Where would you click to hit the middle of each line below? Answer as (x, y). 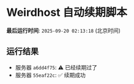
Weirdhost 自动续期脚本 (67, 12)
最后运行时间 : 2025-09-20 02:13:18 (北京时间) (64, 30)
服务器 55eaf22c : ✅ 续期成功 (50, 75)
